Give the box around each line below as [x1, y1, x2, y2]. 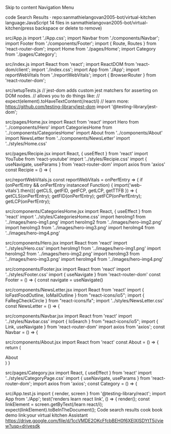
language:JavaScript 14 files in [5, 20, 70, 26]
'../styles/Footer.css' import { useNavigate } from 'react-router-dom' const [5, 272, 161, 277]
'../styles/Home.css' [5, 140, 47, 147]
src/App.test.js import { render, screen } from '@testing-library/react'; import [5, 391, 166, 396]
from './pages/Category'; [5, 51, 58, 57]
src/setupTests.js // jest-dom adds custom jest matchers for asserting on [5, 87, 158, 93]
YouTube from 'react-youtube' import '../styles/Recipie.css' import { [5, 156, 148, 162]
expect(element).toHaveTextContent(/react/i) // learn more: [5, 98, 129, 104]
